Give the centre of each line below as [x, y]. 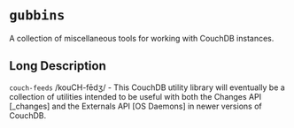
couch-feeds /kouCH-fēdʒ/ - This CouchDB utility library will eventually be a [147, 87]
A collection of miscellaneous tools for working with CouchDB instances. [142, 38]
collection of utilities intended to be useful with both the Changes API [135, 96]
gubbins [37, 15]
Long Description [58, 66]
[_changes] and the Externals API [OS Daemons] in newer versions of [136, 106]
